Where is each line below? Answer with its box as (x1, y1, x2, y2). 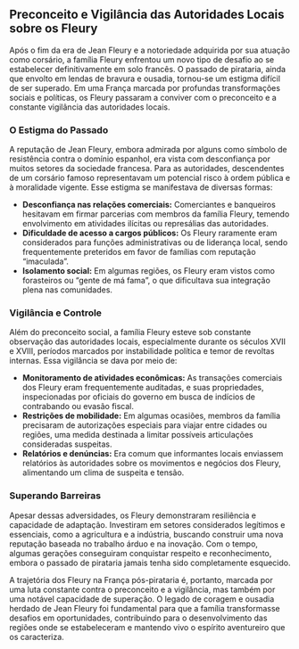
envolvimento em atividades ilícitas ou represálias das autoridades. (21, 218, 270, 229)
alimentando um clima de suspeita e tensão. (21, 467, 185, 478)
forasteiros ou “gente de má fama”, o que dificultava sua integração (21, 275, 270, 286)
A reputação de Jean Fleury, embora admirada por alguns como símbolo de (9, 144, 287, 155)
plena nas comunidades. (21, 284, 113, 295)
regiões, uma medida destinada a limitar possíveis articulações (21, 430, 253, 440)
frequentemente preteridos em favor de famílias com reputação (21, 247, 256, 258)
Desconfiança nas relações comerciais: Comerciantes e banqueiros (21, 200, 277, 210)
